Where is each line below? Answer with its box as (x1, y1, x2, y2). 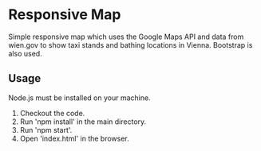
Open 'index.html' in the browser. (19, 134, 129, 143)
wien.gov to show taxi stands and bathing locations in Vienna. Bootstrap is (8, 40, 253, 49)
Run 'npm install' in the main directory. (19, 117, 147, 126)
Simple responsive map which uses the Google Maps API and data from (8, 32, 244, 41)
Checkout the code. (19, 108, 85, 118)
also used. (8, 48, 42, 58)
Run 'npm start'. (19, 125, 73, 134)
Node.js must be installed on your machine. (8, 93, 151, 103)
